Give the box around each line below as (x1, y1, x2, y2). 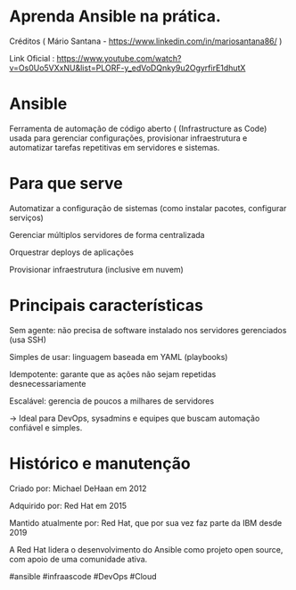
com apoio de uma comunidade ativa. (9, 553, 148, 564)
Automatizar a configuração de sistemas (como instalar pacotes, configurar (9, 202, 287, 213)
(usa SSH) (9, 334, 47, 345)
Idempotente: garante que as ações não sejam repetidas (9, 368, 217, 380)
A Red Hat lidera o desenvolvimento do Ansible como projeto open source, (9, 544, 284, 554)
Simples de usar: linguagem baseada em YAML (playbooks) (9, 351, 228, 362)
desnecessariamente (9, 378, 86, 389)
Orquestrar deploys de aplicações (9, 247, 134, 258)
